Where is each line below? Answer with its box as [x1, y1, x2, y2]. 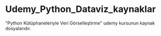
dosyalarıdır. [5, 25, 32, 31]
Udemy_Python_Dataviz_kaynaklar [5, 3, 156, 15]
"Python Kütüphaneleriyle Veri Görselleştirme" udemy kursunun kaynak [5, 20, 155, 26]
